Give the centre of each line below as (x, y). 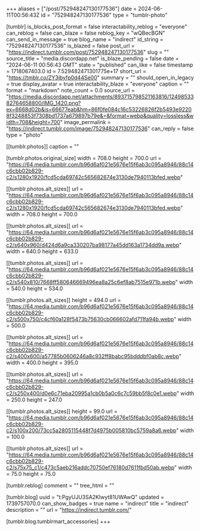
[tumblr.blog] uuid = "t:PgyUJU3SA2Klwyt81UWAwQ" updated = (85, 497)
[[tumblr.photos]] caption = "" (43, 147)
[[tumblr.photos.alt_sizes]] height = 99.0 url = (62, 411)
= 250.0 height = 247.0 (34, 400)
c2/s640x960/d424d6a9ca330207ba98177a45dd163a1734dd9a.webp (93, 245)
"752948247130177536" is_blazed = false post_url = (71, 46)
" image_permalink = (86, 122)
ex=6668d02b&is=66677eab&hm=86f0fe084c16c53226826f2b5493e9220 (99, 109)
